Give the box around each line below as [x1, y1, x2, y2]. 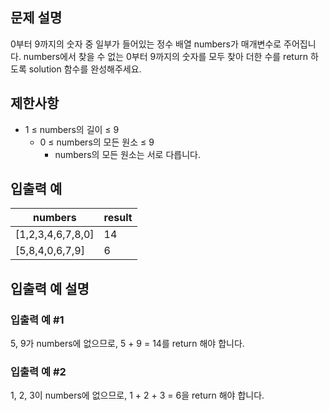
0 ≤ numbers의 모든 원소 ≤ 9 [39, 136, 155, 148]
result [103, 211, 133, 225]
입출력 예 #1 [10, 313, 65, 327]
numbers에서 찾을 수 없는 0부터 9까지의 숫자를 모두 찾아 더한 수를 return [23, 50, 308, 62]
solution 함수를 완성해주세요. [28, 63, 142, 75]
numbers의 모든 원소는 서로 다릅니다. [54, 148, 201, 160]
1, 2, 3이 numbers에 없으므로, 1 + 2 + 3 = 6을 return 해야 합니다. [10, 389, 265, 402]
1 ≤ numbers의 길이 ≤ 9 [24, 123, 120, 135]
